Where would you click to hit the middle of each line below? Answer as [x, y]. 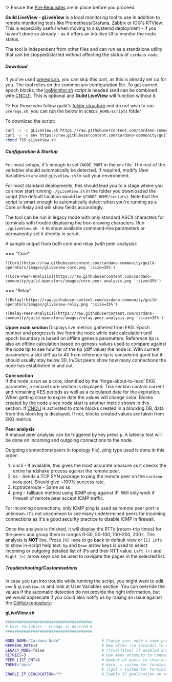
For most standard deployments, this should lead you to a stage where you [84, 185]
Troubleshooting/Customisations [41, 568]
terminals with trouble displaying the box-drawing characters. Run [75, 222]
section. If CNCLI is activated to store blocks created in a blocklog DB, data [84, 408]
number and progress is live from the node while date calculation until [79, 333]
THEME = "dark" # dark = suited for [76, 665]
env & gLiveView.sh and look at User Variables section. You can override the [85, 586]
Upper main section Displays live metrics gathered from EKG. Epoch [78, 327]
